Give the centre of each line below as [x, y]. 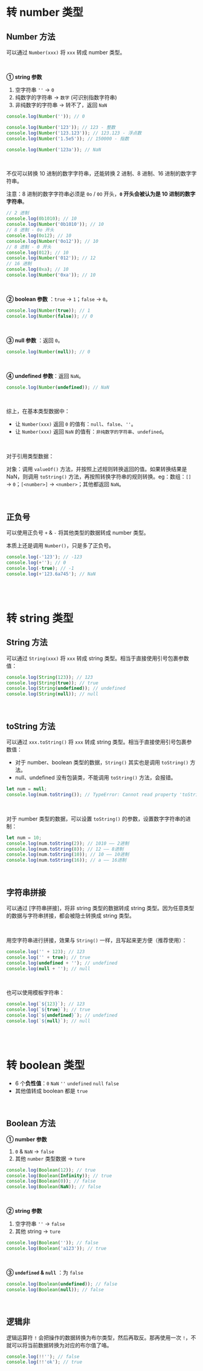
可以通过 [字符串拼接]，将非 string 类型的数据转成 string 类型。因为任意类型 [100, 908]
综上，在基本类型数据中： [38, 411]
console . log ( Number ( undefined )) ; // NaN [58, 387]
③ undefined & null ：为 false [45, 1272]
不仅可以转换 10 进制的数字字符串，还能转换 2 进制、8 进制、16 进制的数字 [99, 174]
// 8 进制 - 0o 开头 [30, 230]
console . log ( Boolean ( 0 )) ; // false [51, 1181]
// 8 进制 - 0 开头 [29, 247]
